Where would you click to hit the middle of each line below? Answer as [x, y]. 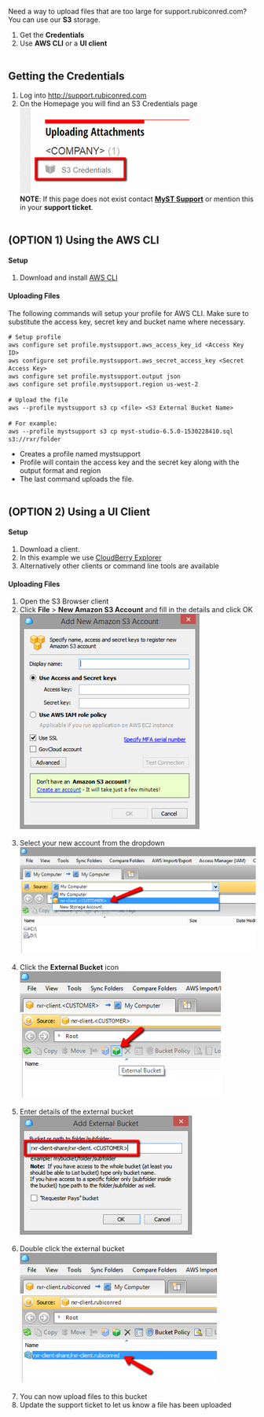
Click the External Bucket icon [69, 967]
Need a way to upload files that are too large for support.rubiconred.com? [128, 11]
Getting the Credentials [66, 77]
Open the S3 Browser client [64, 601]
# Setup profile [35, 337]
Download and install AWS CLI [68, 277]
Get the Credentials [52, 35]
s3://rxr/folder [35, 439]
